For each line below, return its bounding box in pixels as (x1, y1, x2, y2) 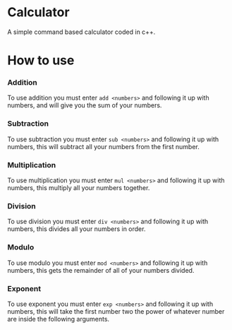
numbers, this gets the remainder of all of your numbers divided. (7, 266, 195, 274)
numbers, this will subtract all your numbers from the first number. (7, 142, 200, 151)
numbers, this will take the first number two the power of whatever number (7, 307, 225, 315)
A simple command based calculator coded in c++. (7, 28, 156, 36)
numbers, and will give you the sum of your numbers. (7, 101, 162, 110)
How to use (7, 52, 75, 69)
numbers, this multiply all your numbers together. (7, 184, 150, 192)
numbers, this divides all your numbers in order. (7, 225, 146, 233)
